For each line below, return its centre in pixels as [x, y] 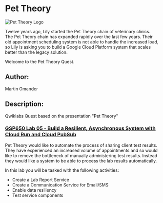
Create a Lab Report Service [41, 180]
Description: [24, 104]
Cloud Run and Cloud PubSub [41, 135]
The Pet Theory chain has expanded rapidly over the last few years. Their [79, 37]
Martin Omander [21, 89]
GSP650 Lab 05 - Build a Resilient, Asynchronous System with [81, 128]
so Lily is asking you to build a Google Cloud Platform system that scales [78, 47]
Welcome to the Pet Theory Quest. [40, 61]
